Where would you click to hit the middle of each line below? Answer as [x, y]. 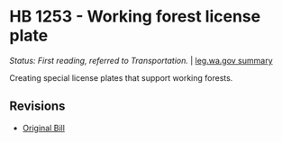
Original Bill [44, 128]
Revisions [37, 106]
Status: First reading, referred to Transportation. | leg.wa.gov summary [141, 60]
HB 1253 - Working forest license [135, 17]
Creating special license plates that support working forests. [121, 77]
